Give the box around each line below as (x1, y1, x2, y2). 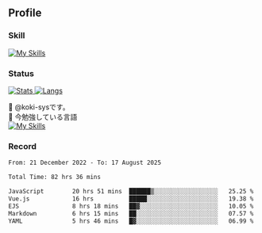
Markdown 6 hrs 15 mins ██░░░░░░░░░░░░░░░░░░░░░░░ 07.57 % (8, 209, 254, 217)
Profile (8, 6, 42, 20)
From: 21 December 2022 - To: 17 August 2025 (8, 159, 161, 167)
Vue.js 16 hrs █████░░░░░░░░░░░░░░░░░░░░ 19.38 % (8, 194, 254, 203)
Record (8, 140, 37, 151)
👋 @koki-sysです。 (8, 102, 70, 112)
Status (8, 67, 34, 78)
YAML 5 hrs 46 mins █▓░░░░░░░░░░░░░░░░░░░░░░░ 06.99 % (8, 217, 254, 225)
